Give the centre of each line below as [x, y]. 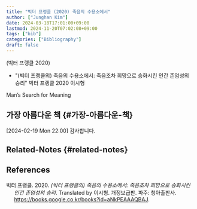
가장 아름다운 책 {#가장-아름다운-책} [70, 115]
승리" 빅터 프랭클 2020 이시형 [50, 83]
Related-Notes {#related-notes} [67, 150]
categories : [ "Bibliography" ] [44, 39]
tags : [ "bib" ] [24, 34]
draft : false [22, 45]
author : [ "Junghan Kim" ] [37, 17]
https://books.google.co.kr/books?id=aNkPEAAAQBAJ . [82, 199]
